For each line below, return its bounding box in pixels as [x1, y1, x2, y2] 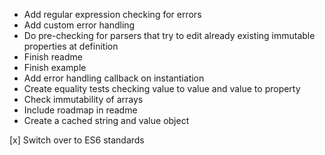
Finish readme [23, 51, 83, 63]
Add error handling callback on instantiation [23, 72, 205, 84]
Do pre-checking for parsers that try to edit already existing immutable [23, 30, 316, 41]
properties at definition [23, 40, 119, 52]
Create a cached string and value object [23, 115, 190, 126]
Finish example [23, 62, 87, 73]
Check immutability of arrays [23, 94, 144, 105]
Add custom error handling [23, 19, 136, 31]
